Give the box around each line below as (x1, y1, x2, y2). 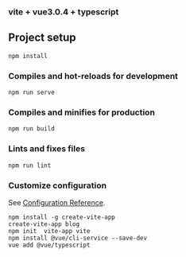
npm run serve (8, 88, 56, 97)
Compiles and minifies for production (8, 107, 155, 118)
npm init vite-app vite (8, 227, 91, 235)
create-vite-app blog (8, 220, 80, 228)
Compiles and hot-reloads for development (8, 70, 179, 81)
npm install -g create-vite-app (8, 213, 115, 221)
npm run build (8, 125, 56, 133)
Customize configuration (8, 180, 107, 191)
